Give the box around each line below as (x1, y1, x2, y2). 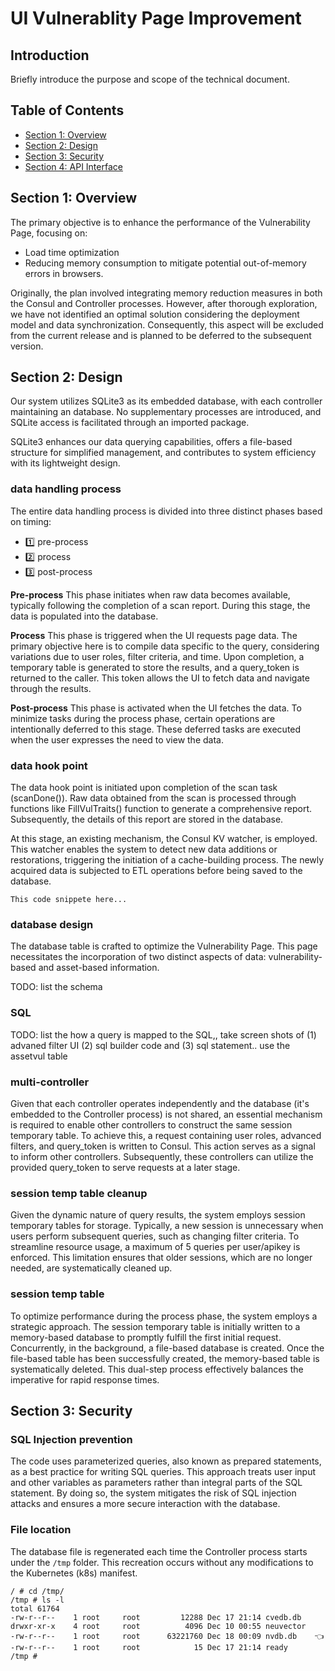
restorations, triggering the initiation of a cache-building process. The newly (10, 854, 325, 866)
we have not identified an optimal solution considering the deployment (10, 308, 300, 320)
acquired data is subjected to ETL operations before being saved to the (10, 865, 303, 877)
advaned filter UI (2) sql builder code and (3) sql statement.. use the (10, 1039, 291, 1051)
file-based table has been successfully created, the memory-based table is (10, 1352, 320, 1364)
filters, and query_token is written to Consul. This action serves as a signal (10, 1140, 316, 1152)
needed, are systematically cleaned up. (10, 1262, 173, 1274)
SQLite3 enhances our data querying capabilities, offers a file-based (10, 436, 293, 448)
